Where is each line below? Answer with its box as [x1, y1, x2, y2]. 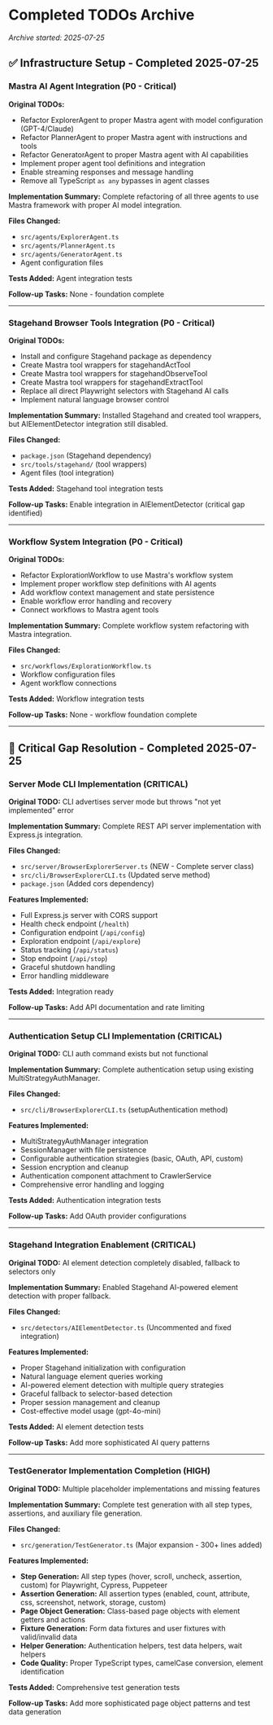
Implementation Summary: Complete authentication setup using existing [8, 1064, 254, 1074]
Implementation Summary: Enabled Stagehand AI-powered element [8, 1282, 238, 1292]
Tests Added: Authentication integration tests [8, 1196, 162, 1205]
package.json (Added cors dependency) [19, 878, 154, 889]
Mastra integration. [8, 630, 72, 639]
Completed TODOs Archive [8, 6, 195, 24]
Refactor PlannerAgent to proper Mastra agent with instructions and [19, 132, 248, 142]
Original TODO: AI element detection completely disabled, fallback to [8, 1258, 240, 1267]
